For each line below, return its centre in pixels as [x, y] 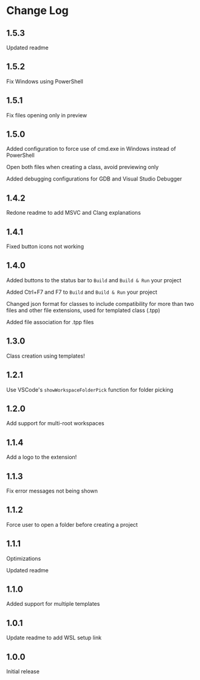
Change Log [37, 11]
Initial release [23, 671]
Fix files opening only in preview [47, 115]
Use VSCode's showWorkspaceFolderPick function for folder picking [90, 389]
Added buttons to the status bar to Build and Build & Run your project [94, 280]
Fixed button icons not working [45, 246]
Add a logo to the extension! [42, 457]
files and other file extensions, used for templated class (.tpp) [83, 310]
